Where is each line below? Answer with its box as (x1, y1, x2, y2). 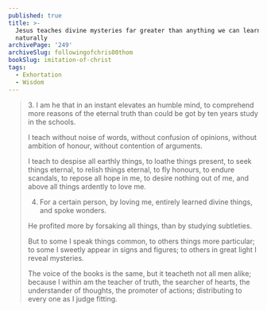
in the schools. (27, 117, 76, 126)
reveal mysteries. (27, 253, 85, 262)
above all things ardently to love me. (27, 181, 147, 191)
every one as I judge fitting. (27, 294, 118, 303)
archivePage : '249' (8, 41, 73, 49)
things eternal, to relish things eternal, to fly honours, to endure (27, 165, 235, 174)
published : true (8, 11, 62, 20)
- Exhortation (15, 71, 62, 79)
